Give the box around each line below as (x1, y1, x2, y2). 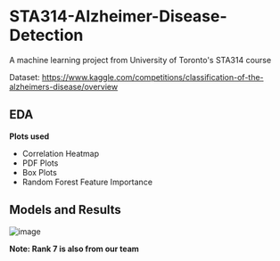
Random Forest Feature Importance (21, 176, 153, 187)
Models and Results (9, 202, 122, 217)
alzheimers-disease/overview (9, 81, 119, 92)
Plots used (9, 131, 50, 142)
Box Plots (21, 167, 58, 177)
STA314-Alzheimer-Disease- (9, 6, 227, 27)
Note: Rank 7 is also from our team (9, 243, 140, 254)
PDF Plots (21, 158, 59, 168)
